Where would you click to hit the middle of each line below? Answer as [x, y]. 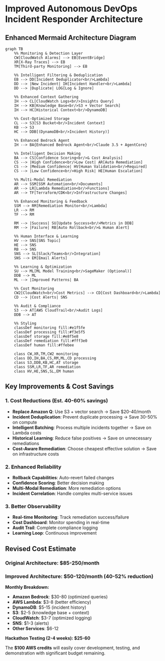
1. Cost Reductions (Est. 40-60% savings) [56, 401]
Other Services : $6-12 [35, 628]
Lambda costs [27, 433]
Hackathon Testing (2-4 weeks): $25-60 [48, 638]
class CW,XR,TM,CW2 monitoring [46, 354]
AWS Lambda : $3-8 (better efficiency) [52, 602]
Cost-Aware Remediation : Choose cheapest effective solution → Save [84, 448]
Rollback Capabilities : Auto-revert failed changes [63, 477]
